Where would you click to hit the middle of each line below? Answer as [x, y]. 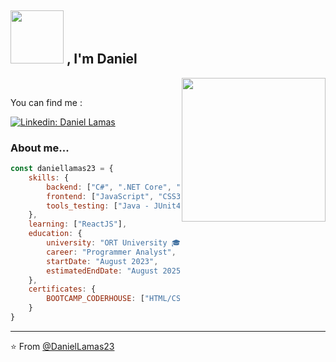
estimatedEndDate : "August [102, 271]
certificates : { [62, 289]
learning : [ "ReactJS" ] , [78, 224]
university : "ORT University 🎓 [114, 243]
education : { [55, 234]
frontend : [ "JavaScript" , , [187, 196]
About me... [40, 148]
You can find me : [46, 102]
